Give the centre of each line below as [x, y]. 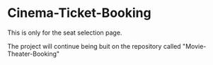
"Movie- [195, 46]
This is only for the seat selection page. [65, 32]
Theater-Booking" [34, 54]
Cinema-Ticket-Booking [79, 13]
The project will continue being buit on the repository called [94, 46]
